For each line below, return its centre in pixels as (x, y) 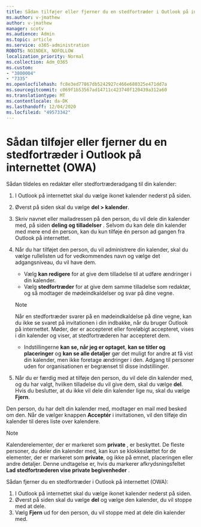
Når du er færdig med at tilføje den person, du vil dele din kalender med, (104, 378)
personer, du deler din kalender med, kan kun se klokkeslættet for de (91, 451)
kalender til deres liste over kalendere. (53, 421)
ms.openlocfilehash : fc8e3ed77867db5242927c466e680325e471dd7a (87, 85)
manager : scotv (25, 29)
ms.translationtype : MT (36, 95)
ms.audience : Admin (31, 34)
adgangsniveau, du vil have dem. (56, 262)
